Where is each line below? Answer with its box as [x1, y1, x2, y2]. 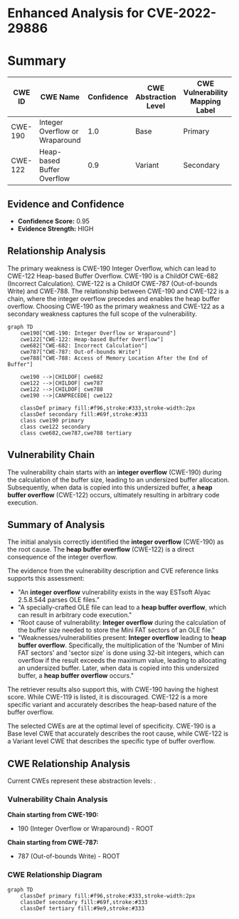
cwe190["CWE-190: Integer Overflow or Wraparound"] [20, 330, 176, 337]
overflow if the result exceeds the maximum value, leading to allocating [17, 656, 227, 665]
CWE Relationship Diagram [7, 870, 102, 880]
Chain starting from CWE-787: [7, 838, 99, 847]
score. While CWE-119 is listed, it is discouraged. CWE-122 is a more [7, 693, 208, 701]
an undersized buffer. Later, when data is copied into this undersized [17, 664, 219, 672]
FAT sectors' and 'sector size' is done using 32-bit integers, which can [17, 649, 225, 657]
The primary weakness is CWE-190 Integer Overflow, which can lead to [7, 264, 217, 273]
